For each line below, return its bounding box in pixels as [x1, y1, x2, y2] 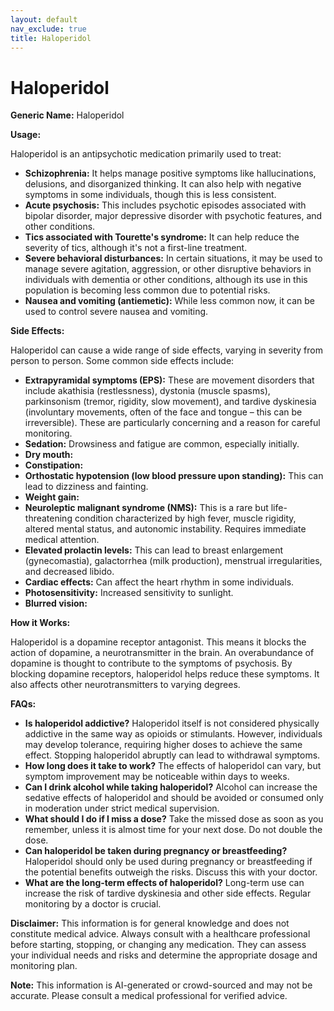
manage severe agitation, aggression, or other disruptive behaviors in [24, 263, 312, 275]
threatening [24, 512, 73, 525]
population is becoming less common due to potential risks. [24, 284, 271, 296]
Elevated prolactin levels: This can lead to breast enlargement [24, 544, 284, 556]
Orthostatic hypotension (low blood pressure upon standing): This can [24, 470, 324, 482]
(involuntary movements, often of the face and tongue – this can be [24, 406, 303, 418]
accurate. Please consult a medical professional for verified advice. [10, 990, 288, 1002]
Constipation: [24, 459, 84, 471]
